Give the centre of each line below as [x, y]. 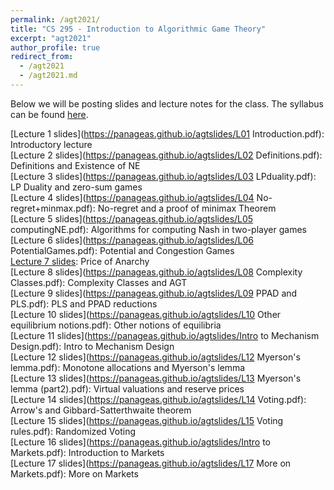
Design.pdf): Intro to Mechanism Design [92, 346]
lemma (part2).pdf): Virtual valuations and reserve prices [127, 388]
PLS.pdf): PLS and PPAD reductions [84, 303]
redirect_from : [42, 57]
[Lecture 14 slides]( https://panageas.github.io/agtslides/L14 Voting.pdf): [158, 399]
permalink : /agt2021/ [55, 19]
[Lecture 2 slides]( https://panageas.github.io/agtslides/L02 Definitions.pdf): [166, 155]
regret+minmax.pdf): [53, 208]
